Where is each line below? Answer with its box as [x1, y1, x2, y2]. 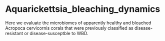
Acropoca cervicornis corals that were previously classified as [5, 25, 133, 31]
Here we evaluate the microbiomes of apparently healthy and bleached [5, 20, 151, 26]
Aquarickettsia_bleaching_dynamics [5, 3, 160, 15]
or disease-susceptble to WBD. [24, 30, 88, 36]
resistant [5, 30, 23, 36]
